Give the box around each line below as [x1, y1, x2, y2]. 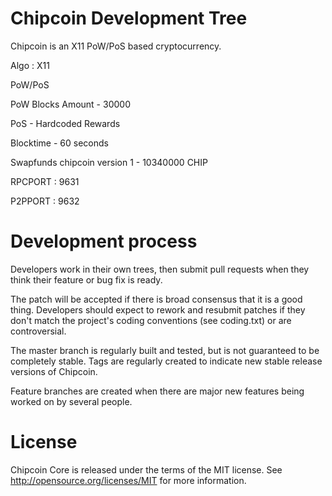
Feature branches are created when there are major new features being [10, 385, 305, 397]
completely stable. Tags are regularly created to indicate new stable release [10, 355, 323, 367]
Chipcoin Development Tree [10, 7, 248, 30]
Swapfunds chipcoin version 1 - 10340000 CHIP [10, 156, 208, 168]
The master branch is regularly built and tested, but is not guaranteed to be [10, 344, 320, 356]
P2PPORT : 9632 [10, 195, 80, 207]
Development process [10, 230, 198, 253]
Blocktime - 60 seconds [10, 137, 109, 149]
